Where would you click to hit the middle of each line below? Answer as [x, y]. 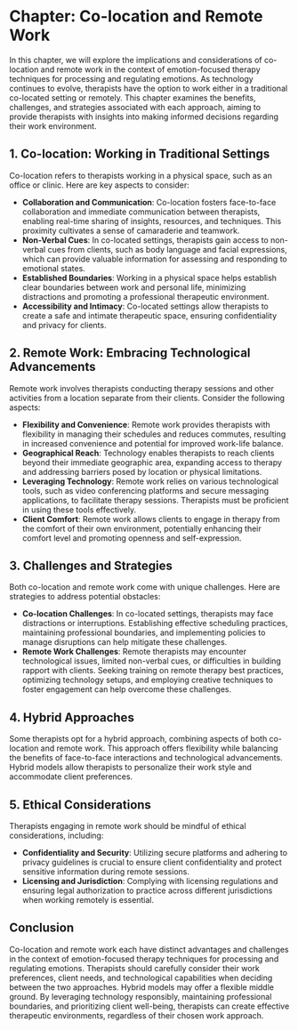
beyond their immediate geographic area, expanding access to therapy [152, 462]
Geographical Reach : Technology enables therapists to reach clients [148, 453]
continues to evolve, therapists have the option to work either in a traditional [149, 88]
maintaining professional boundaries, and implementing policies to [144, 632]
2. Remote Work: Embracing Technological [130, 353]
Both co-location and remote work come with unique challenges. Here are [145, 587]
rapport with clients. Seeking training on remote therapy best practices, [153, 671]
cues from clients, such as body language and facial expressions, [167, 249]
